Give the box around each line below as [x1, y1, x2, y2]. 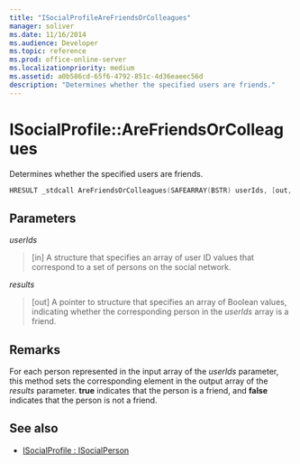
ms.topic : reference [9, 47, 87, 56]
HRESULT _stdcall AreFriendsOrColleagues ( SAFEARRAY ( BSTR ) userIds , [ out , [9, 186, 293, 195]
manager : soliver [9, 22, 75, 31]
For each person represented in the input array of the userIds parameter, [9, 367, 279, 377]
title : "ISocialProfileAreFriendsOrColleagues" [9, 13, 192, 23]
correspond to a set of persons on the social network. [31, 262, 232, 273]
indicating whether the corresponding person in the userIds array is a [31, 306, 289, 317]
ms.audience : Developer [9, 38, 99, 48]
